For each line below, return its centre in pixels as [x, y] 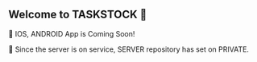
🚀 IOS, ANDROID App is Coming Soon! [72, 33]
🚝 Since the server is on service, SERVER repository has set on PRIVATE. [129, 49]
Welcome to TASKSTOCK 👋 [78, 15]
